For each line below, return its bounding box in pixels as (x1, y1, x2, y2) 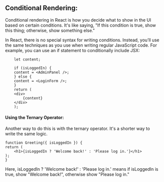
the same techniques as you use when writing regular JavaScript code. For (5, 42, 157, 48)
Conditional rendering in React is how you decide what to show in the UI (5, 17, 151, 23)
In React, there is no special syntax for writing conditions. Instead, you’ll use (5, 37, 160, 43)
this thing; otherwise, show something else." (5, 27, 95, 33)
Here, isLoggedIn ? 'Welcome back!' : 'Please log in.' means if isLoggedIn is (5, 166, 159, 172)
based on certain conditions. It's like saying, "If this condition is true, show (5, 22, 156, 28)
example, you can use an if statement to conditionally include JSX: (5, 47, 140, 53)
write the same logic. (5, 131, 48, 137)
